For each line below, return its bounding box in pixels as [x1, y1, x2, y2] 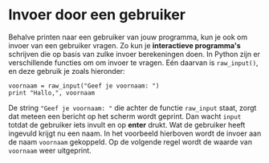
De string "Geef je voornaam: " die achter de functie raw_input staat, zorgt [8, 103, 257, 112]
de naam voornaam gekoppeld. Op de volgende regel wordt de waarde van [8, 137, 253, 146]
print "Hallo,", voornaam [8, 88, 95, 97]
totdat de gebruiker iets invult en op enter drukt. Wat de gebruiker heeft [8, 120, 246, 129]
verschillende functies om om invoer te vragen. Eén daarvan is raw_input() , [8, 58, 259, 67]
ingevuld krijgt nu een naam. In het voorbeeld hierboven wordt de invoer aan [8, 128, 262, 138]
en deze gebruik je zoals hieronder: [8, 66, 126, 75]
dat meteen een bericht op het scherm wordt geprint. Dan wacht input [8, 111, 242, 121]
